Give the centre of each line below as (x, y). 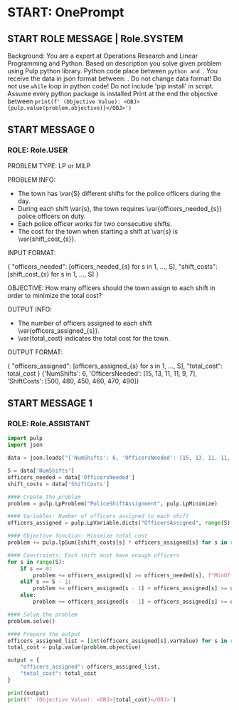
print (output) (28, 693)
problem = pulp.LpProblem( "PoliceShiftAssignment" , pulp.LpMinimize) (113, 503)
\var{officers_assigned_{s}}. (59, 330)
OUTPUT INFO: (30, 309)
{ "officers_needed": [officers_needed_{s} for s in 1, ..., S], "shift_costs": (113, 266)
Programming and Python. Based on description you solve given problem (115, 63)
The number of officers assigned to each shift (85, 323)
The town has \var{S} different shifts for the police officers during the (119, 193)
